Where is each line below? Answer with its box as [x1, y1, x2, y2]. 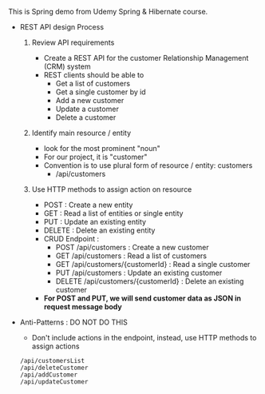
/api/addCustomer [19, 371, 78, 379]
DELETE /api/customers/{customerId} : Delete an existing [55, 277, 244, 286]
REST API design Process [19, 22, 105, 31]
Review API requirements [31, 38, 115, 47]
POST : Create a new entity [43, 200, 133, 209]
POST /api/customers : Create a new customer [55, 243, 209, 252]
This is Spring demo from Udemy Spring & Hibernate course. [8, 7, 208, 16]
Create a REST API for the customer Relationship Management [43, 54, 249, 62]
